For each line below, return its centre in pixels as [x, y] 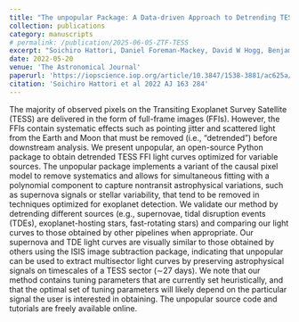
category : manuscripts [51, 34]
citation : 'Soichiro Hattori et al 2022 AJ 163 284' [109, 84]
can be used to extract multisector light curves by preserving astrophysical [147, 260]
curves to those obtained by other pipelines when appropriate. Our [131, 232]
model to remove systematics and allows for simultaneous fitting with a [139, 176]
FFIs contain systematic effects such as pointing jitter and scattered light [142, 128]
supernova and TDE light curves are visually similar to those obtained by [141, 242]
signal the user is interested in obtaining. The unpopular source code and [143, 299]
